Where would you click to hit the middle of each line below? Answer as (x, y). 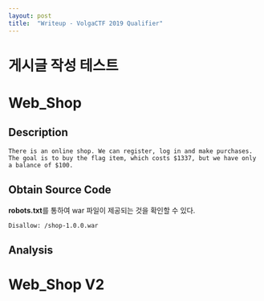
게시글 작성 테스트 (63, 66)
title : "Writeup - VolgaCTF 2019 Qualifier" (85, 23)
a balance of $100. (41, 165)
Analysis (31, 250)
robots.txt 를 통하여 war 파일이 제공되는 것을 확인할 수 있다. (102, 210)
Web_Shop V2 (57, 285)
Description (38, 132)
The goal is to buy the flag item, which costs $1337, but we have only (132, 158)
